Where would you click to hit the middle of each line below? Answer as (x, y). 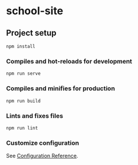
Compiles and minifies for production (60, 88)
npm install (21, 46)
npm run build (24, 101)
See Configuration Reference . (42, 156)
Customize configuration (43, 142)
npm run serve (24, 74)
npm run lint (22, 128)
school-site (35, 11)
